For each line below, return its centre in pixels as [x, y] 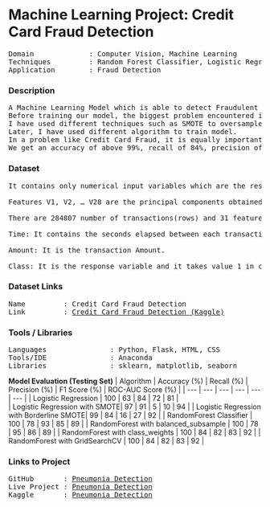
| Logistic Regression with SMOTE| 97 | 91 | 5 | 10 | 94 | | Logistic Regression [135, 407]
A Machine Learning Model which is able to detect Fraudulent [133, 108]
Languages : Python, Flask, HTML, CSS [115, 350]
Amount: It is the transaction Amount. [87, 250]
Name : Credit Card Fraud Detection [98, 304]
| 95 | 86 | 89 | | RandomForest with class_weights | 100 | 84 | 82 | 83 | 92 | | [135, 432]
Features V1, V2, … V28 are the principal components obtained [135, 202]
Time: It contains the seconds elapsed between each [115, 234]
